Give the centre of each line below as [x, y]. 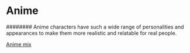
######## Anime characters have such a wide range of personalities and [95, 27]
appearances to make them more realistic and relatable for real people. [91, 33]
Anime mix [19, 44]
